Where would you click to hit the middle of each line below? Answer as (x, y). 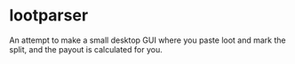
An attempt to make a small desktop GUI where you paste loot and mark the (147, 40)
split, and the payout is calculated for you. (86, 49)
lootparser (49, 16)
